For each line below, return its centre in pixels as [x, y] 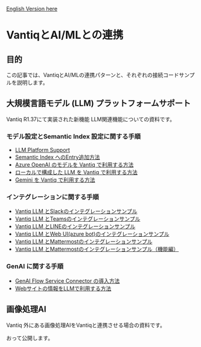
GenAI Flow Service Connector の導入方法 [67, 280]
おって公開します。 [30, 338]
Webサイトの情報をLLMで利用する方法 [63, 288]
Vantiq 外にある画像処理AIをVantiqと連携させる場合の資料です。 [86, 325]
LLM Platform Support [43, 150]
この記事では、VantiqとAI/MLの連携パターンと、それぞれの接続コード [93, 75]
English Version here [32, 9]
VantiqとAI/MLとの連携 [65, 35]
